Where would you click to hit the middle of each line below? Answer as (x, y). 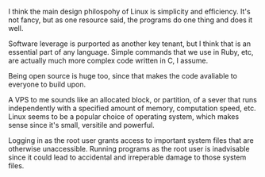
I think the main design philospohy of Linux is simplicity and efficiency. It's (130, 12)
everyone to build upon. (47, 84)
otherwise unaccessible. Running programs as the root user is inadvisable (129, 149)
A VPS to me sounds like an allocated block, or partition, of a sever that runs (133, 100)
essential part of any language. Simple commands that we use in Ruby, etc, (131, 52)
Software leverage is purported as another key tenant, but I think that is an (130, 44)
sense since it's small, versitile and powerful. (81, 125)
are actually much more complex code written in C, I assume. (108, 60)
